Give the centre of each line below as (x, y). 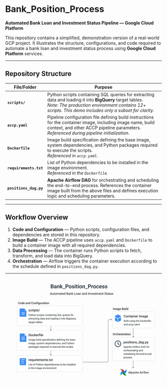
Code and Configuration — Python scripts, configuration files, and (81, 229)
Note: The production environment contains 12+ (96, 105)
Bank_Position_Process (55, 9)
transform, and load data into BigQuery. (53, 256)
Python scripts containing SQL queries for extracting (101, 94)
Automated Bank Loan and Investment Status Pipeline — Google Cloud (80, 23)
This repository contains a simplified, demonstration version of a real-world (82, 38)
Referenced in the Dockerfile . (78, 173)
